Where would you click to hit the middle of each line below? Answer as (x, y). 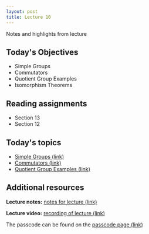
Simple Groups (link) (39, 156)
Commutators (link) (38, 163)
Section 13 (27, 118)
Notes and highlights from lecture (46, 34)
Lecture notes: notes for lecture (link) (52, 202)
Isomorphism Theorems (43, 85)
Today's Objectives (42, 52)
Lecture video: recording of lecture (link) (56, 213)
